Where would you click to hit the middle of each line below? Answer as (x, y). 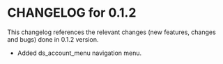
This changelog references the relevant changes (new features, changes (111, 32)
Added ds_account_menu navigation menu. (79, 53)
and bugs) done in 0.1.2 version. (53, 39)
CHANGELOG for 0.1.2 (72, 13)
